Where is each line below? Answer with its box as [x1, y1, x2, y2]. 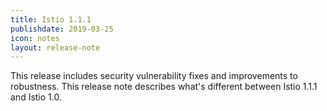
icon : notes [10, 33, 60, 43]
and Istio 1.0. [10, 91, 62, 103]
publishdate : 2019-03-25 [10, 24, 114, 34]
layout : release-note [10, 42, 101, 53]
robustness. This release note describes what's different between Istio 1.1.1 [10, 81, 318, 93]
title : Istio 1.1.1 [10, 14, 92, 25]
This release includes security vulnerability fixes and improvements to [10, 70, 298, 82]
